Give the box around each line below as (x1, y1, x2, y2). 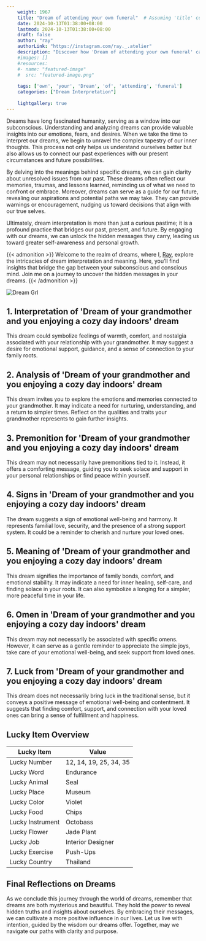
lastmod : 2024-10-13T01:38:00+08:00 (17, 26, 112, 33)
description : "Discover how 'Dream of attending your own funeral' (17, 49, 193, 55)
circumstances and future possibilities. (6, 156, 104, 163)
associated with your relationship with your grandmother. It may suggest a (6, 339, 194, 346)
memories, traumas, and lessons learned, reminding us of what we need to (6, 181, 196, 188)
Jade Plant (65, 828, 96, 837)
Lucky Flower (9, 828, 48, 837)
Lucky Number (9, 758, 52, 767)
